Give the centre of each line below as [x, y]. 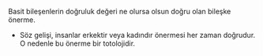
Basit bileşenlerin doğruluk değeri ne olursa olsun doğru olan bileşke [120, 11]
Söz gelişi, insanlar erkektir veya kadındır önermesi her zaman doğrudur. [137, 35]
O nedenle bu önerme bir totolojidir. [77, 43]
